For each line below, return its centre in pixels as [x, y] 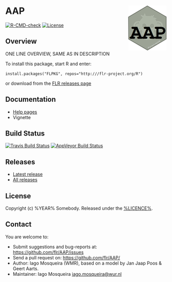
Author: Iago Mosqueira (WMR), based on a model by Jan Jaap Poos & [87, 263]
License [18, 196]
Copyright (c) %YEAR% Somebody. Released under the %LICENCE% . [79, 208]
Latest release [28, 174]
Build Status [25, 133]
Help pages [25, 112]
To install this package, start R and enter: [48, 64]
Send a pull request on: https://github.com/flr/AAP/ [66, 257]
